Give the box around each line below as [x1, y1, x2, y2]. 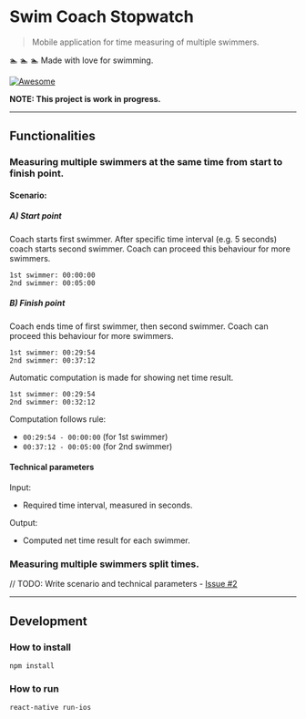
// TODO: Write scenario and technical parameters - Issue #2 [9, 579, 239, 590]
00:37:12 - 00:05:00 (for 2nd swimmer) [22, 440, 173, 452]
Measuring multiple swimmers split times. [9, 558, 199, 570]
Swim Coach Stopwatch [9, 6, 194, 27]
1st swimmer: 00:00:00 [9, 271, 96, 280]
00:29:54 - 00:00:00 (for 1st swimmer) [22, 431, 168, 442]
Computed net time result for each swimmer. [22, 535, 191, 546]
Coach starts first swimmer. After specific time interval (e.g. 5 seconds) [9, 233, 278, 244]
